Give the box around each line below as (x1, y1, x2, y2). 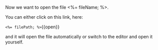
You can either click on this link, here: (5, 14, 83, 20)
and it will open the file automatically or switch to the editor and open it (5, 34, 153, 39)
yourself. (5, 39, 24, 45)
